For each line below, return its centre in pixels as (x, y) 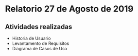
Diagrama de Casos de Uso (39, 49)
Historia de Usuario (31, 38)
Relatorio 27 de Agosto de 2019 (69, 9)
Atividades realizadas (39, 27)
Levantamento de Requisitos (41, 43)
